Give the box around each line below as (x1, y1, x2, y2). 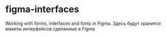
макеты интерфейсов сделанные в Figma (5, 25, 96, 31)
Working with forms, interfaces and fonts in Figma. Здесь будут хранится (5, 20, 161, 26)
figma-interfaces (5, 4, 79, 15)
